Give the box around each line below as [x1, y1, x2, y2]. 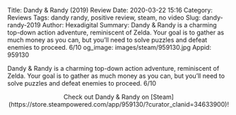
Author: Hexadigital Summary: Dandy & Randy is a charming [42, 21, 217, 29]
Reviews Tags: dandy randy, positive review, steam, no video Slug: [7, 13, 201, 22]
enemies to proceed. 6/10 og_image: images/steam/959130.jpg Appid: [7, 43, 212, 51]
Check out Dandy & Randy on [63, 93, 150, 101]
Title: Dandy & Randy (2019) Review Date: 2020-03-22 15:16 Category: [7, 6, 213, 14]
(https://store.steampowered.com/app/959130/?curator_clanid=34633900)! [8, 100, 230, 108]
